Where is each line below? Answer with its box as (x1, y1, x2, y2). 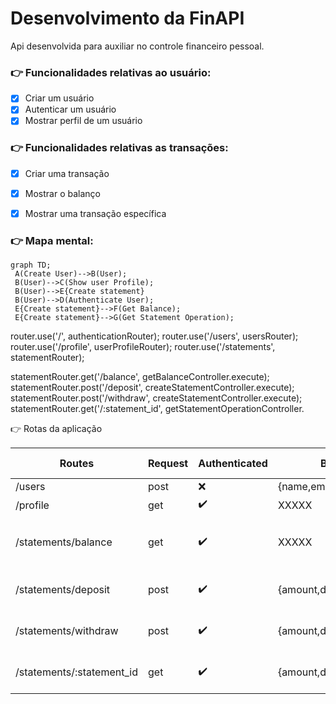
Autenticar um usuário (24, 103, 117, 116)
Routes (59, 457, 95, 471)
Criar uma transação (24, 167, 110, 179)
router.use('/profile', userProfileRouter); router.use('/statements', (10, 341, 276, 353)
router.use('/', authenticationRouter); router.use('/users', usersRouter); (10, 330, 299, 342)
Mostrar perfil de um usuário (24, 115, 143, 127)
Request (147, 457, 189, 471)
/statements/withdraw (15, 624, 119, 638)
